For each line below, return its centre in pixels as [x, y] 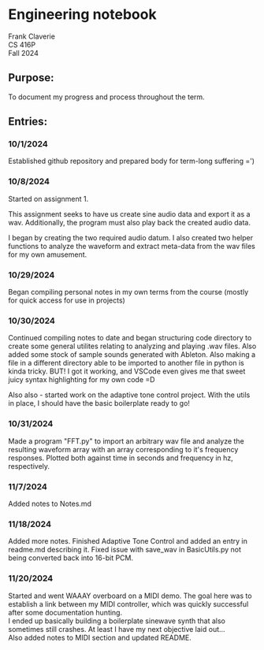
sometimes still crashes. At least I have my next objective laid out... [117, 629]
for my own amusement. [48, 254]
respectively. [29, 466]
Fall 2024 [24, 53]
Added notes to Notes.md [50, 503]
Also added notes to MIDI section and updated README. [100, 637]
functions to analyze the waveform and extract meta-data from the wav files [132, 246]
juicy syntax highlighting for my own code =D [82, 380]
